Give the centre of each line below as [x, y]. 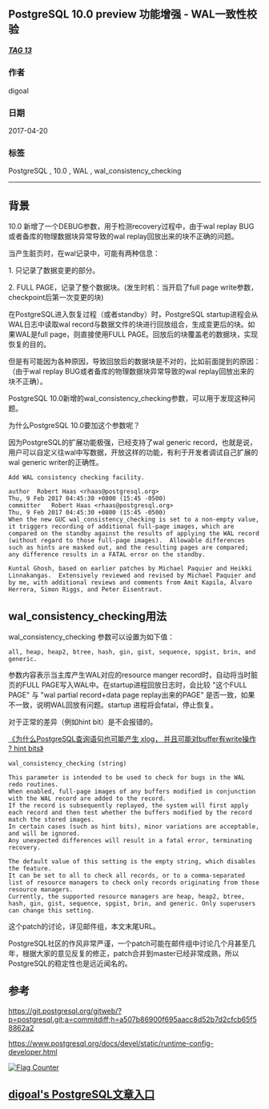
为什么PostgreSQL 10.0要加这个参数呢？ [74, 426]
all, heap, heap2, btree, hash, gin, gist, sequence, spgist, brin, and [132, 652]
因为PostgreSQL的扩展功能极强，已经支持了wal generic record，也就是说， [133, 442]
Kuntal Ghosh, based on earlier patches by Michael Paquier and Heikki [130, 569]
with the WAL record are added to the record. [87, 799]
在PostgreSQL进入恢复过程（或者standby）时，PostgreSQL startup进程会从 [133, 314]
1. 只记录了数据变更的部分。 [54, 270]
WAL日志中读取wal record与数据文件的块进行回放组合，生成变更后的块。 [128, 324]
